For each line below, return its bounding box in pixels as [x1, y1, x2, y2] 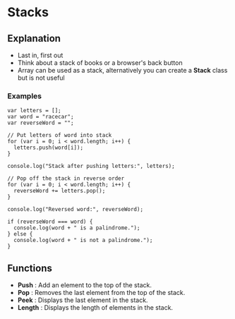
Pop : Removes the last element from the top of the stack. [17, 289, 186, 297]
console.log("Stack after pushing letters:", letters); [7, 163, 175, 170]
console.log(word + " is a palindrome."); [13, 224, 140, 231]
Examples [7, 91, 42, 101]
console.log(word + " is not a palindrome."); [13, 237, 153, 244]
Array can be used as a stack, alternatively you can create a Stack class [17, 66, 228, 74]
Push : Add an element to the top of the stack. [17, 281, 152, 289]
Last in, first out [17, 51, 64, 59]
